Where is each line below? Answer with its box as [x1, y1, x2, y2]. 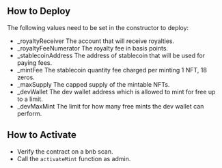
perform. [16, 109, 42, 117]
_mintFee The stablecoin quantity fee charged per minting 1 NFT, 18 [16, 66, 207, 74]
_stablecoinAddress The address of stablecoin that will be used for [16, 51, 206, 59]
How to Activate [7, 129, 77, 141]
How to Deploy [7, 5, 71, 17]
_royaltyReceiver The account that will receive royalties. [16, 37, 175, 45]
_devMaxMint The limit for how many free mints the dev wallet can [16, 102, 204, 110]
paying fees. [16, 58, 53, 67]
